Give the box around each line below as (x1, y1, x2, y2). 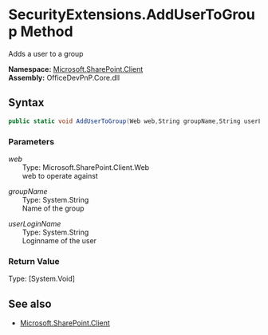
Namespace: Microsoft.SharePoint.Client (8, 64, 144, 73)
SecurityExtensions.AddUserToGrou (8, 6, 255, 24)
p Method (8, 22, 73, 41)
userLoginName (8, 219, 61, 228)
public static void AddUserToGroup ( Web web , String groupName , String (8, 117, 241, 125)
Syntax (8, 96, 45, 109)
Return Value (8, 255, 60, 266)
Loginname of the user (22, 235, 97, 245)
